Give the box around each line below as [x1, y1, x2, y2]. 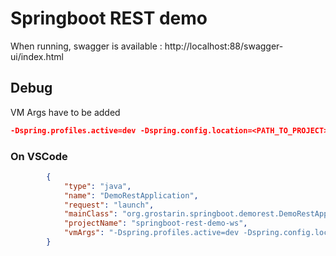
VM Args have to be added [10, 106, 121, 118]
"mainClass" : [63, 209, 118, 219]
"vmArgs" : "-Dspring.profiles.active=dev [63, 228, 240, 238]
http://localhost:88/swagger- [164, 40, 284, 52]
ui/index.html [10, 50, 64, 62]
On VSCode [10, 149, 68, 163]
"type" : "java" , [63, 181, 132, 191]
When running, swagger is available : [10, 40, 163, 52]
